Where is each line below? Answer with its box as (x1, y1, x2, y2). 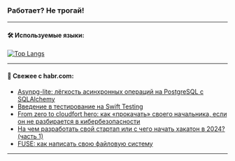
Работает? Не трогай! (7, 6, 85, 15)
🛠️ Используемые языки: (7, 31, 85, 39)
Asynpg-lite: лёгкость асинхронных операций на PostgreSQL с (17, 87, 204, 96)
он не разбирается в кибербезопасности (17, 117, 141, 125)
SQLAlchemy (17, 94, 55, 103)
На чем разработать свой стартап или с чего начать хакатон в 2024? (17, 125, 225, 133)
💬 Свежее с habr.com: (7, 72, 74, 80)
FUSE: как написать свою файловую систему (17, 139, 153, 148)
